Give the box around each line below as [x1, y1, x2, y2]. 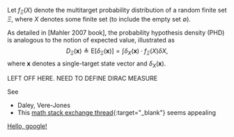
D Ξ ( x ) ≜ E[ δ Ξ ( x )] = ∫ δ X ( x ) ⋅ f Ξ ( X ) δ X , [65, 47, 169, 56]
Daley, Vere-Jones [17, 101, 71, 110]
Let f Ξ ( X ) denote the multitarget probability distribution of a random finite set [7, 6, 227, 16]
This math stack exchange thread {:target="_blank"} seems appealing [17, 108, 217, 117]
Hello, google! [7, 122, 47, 131]
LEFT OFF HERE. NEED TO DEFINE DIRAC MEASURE [7, 74, 158, 83]
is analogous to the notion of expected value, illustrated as [7, 35, 175, 44]
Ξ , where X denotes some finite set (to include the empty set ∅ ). [7, 15, 192, 23]
